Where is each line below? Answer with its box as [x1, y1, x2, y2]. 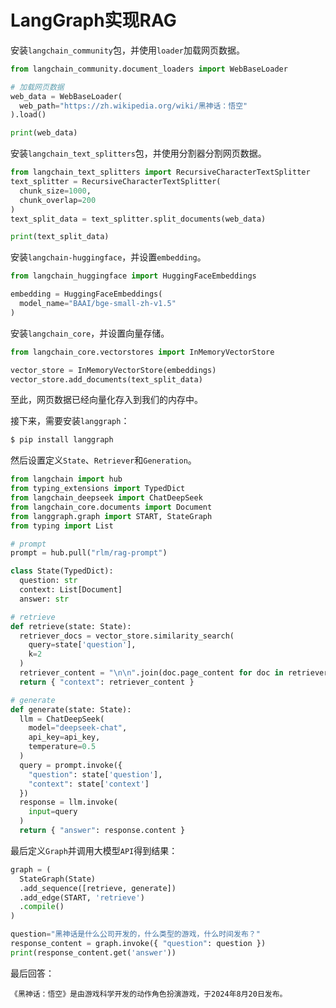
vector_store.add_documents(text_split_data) [10, 374, 203, 385]
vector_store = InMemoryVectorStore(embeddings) [10, 365, 217, 375]
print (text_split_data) [10, 232, 110, 242]
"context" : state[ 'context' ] [28, 779, 150, 789]
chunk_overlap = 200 [19, 195, 97, 205]
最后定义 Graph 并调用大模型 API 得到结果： [10, 844, 178, 856]
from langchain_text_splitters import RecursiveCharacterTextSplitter [10, 167, 311, 178]
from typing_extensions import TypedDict [10, 484, 186, 494]
